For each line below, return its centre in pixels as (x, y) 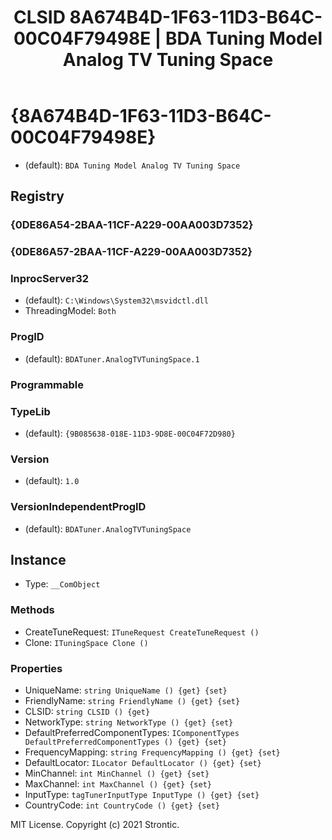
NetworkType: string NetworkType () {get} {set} (129, 722)
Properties (36, 668)
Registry (37, 196)
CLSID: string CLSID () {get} (87, 711)
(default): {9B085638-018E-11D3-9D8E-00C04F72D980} (130, 433)
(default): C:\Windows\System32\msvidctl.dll (116, 300)
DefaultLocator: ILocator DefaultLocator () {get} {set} (143, 762)
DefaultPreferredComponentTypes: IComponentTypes (132, 732)
